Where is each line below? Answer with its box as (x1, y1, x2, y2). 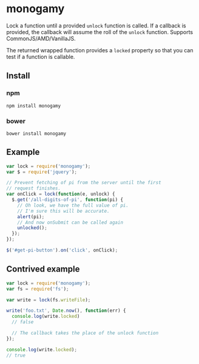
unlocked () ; (17, 225, 47, 231)
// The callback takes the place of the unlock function (12, 330, 159, 336)
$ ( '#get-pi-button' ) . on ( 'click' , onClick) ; (6, 247, 118, 253)
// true (6, 352, 26, 359)
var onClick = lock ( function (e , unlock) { (6, 191, 115, 197)
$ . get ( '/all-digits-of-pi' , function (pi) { (12, 197, 123, 203)
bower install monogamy (6, 130, 67, 137)
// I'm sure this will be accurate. (17, 208, 110, 214)
